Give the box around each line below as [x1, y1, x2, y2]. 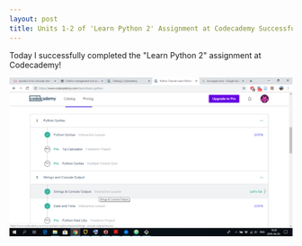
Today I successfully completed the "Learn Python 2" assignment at [9, 49, 262, 60]
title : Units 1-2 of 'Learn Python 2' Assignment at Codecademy [9, 23, 255, 33]
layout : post [9, 14, 58, 23]
